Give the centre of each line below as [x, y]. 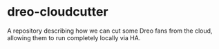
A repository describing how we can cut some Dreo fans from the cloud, [110, 31]
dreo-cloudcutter [58, 12]
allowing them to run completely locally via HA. [74, 37]
